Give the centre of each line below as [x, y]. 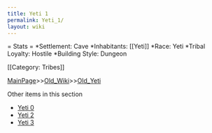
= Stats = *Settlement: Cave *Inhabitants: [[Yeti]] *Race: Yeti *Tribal [106, 47]
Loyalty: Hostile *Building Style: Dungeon [67, 54]
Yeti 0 [26, 108]
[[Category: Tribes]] [36, 68]
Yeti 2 [26, 115]
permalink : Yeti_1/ [36, 20]
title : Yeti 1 [28, 14]
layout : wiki [26, 26]
